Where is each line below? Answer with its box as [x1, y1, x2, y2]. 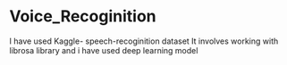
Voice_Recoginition [9, 6, 156, 27]
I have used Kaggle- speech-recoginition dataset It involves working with [9, 36, 279, 46]
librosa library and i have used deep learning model [9, 45, 198, 55]
